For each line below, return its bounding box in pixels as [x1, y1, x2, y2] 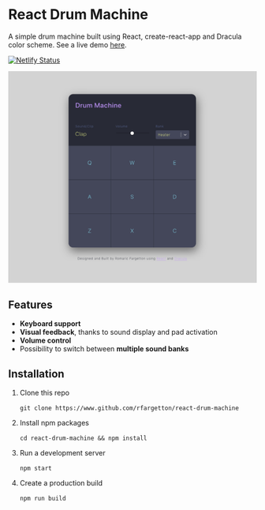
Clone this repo [19, 388, 69, 398]
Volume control [19, 336, 72, 345]
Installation [8, 367, 65, 381]
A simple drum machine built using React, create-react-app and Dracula [8, 32, 242, 41]
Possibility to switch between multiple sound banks [19, 344, 189, 354]
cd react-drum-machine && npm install [19, 434, 147, 443]
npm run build [19, 495, 66, 503]
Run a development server [19, 448, 106, 458]
